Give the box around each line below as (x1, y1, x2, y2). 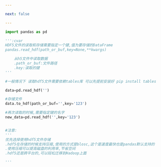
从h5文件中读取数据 (14, 56, 48, 62)
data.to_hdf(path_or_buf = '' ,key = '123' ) (5, 101, 87, 106)
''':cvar (5, 38, 23, 43)
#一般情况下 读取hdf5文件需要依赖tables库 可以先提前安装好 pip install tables (5, 79, 157, 84)
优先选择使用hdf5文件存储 (5, 137, 51, 142)
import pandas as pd (5, 29, 48, 34)
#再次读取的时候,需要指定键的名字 (5, 110, 65, 115)
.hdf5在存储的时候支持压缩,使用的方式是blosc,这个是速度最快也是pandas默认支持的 (5, 141, 155, 147)
